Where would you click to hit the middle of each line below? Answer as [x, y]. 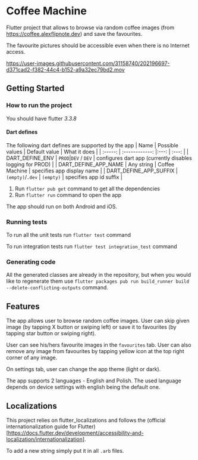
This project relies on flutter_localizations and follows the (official [86, 420]
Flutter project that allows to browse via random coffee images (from [90, 27]
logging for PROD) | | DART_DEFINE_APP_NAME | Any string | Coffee [90, 164]
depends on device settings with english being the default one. [83, 387]
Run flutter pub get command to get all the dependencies [87, 189]
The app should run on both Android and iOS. [62, 206]
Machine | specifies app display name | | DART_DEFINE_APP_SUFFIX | [92, 171]
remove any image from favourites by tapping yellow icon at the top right [95, 351]
